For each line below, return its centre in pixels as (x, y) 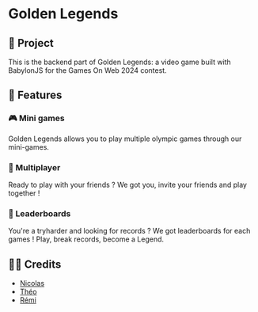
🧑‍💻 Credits (35, 264)
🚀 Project (31, 43)
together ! (24, 193)
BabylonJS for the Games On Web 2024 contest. (88, 70)
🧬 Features (35, 95)
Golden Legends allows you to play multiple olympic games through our (125, 139)
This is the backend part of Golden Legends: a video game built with (120, 62)
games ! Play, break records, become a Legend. (86, 239)
